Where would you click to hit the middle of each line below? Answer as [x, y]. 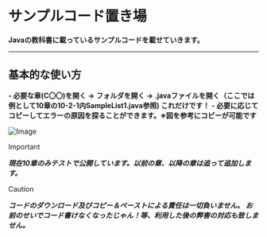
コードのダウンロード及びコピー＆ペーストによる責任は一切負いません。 [126, 205]
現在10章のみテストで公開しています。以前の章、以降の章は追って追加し [126, 163]
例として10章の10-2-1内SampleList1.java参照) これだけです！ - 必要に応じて [133, 105]
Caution [21, 188]
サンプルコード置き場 [77, 16]
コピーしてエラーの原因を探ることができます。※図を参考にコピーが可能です [132, 115]
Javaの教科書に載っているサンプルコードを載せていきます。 [106, 40]
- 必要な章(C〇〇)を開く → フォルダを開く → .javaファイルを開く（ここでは [132, 95]
